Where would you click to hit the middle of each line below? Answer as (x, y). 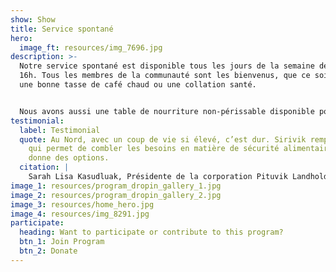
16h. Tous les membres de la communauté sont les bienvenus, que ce (165, 76)
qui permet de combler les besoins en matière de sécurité (154, 149)
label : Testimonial (60, 130)
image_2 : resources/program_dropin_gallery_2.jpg (116, 195)
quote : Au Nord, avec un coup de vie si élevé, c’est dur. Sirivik (163, 139)
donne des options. (69, 158)
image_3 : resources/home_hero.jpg (82, 204)
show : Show (33, 19)
